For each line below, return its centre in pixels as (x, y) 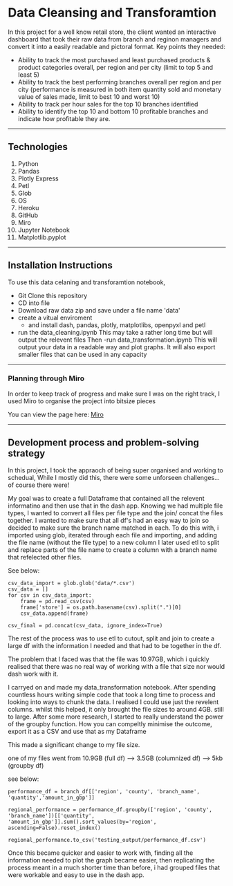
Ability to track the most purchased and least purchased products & (114, 59)
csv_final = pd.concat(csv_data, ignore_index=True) (85, 625)
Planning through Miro (46, 378)
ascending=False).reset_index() (54, 828)
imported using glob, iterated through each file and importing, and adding (112, 535)
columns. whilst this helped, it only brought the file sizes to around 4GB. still (116, 709)
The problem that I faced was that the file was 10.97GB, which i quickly (109, 659)
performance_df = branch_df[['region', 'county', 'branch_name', (104, 791)
